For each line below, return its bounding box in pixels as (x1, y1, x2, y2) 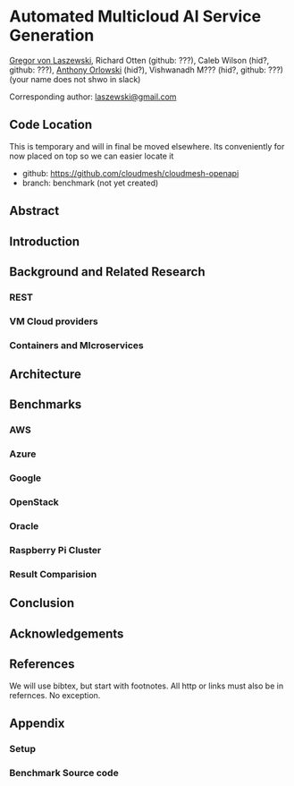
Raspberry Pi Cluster (9, 544, 102, 556)
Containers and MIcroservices (9, 338, 145, 351)
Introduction (9, 234, 80, 249)
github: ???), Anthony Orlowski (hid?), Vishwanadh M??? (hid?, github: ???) (9, 64, 284, 75)
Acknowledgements (9, 626, 124, 641)
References (9, 656, 75, 672)
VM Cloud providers (9, 315, 98, 328)
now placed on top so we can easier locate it (9, 150, 174, 161)
